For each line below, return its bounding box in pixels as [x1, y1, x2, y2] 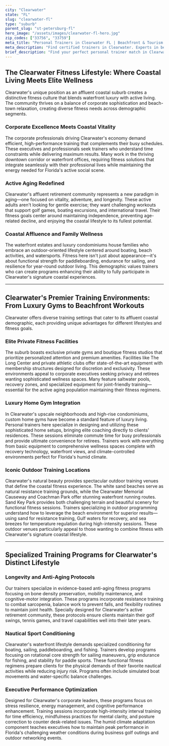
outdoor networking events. [5, 735, 63, 741]
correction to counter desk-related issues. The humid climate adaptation [5, 719, 155, 725]
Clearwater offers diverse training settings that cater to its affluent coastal [5, 315, 158, 321]
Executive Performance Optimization [5, 686, 98, 693]
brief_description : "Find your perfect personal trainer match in [5, 49, 147, 54]
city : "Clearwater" [5, 7, 46, 13]
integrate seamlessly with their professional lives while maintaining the [5, 162, 151, 168]
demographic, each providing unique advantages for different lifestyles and [5, 320, 162, 326]
